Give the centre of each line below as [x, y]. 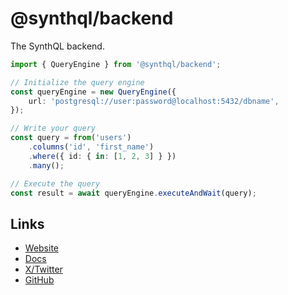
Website [42, 248]
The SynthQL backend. [57, 46]
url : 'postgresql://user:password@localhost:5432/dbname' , [154, 101]
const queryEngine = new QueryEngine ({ [93, 92]
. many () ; [46, 165]
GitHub [39, 280]
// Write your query [53, 128]
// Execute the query [55, 183]
